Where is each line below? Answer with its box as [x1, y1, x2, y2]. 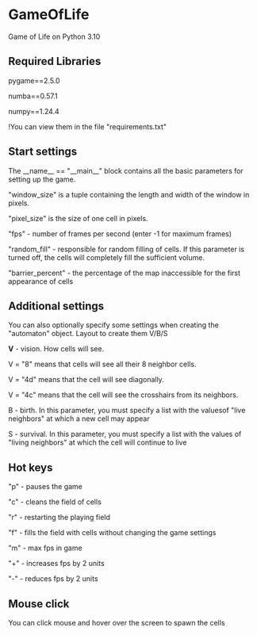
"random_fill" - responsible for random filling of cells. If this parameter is [8, 244, 244, 254]
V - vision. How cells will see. [8, 344, 105, 354]
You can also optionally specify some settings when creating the [8, 320, 220, 330]
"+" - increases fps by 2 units [8, 559, 105, 568]
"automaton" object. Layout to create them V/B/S [8, 329, 168, 339]
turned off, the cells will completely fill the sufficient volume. [8, 252, 205, 262]
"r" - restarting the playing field [8, 513, 111, 522]
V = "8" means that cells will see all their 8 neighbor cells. [8, 359, 197, 369]
